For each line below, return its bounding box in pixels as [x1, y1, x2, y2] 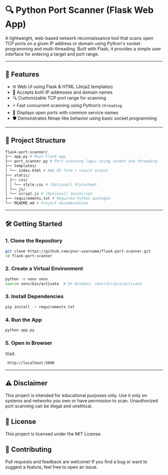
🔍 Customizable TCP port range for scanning [12, 95, 106, 101]
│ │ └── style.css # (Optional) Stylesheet [5, 182, 97, 187]
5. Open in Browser [5, 339, 52, 346]
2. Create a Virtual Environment [5, 265, 83, 272]
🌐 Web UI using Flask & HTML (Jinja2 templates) [12, 84, 113, 90]
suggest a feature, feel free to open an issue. [5, 464, 98, 470]
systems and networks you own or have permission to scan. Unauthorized [5, 397, 158, 403]
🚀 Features [5, 70, 39, 79]
